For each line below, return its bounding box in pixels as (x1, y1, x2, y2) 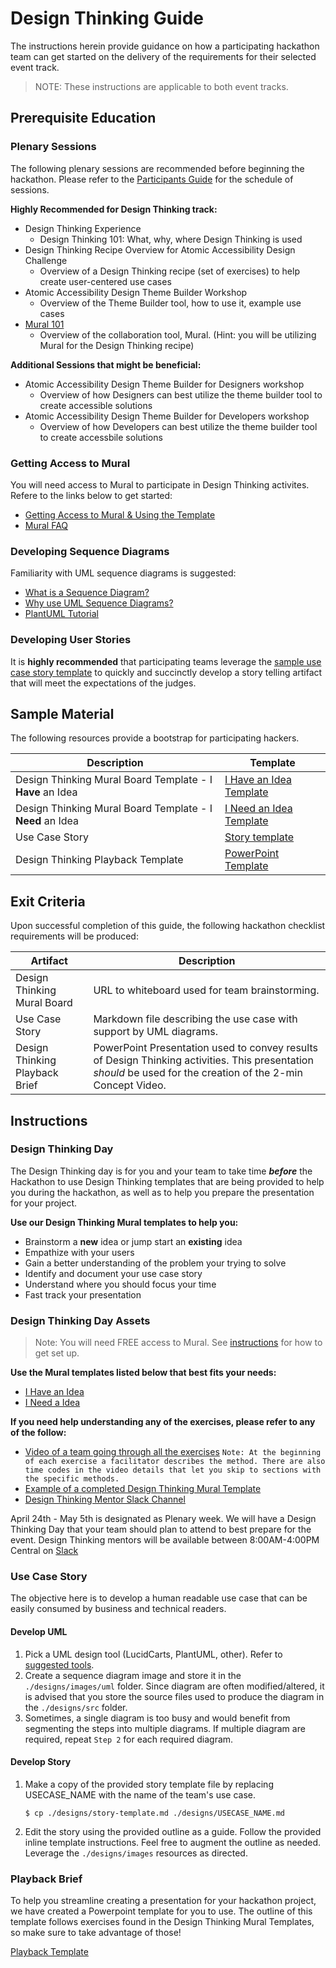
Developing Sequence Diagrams (10, 544, 170, 558)
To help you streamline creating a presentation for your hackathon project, (10, 1895, 317, 1907)
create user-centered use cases (39, 275, 172, 287)
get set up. (34, 1347, 80, 1359)
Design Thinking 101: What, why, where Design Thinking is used (39, 233, 303, 245)
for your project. (10, 1197, 78, 1209)
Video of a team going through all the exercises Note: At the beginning (24, 1446, 322, 1458)
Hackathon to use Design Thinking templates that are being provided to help (10, 1175, 325, 1187)
